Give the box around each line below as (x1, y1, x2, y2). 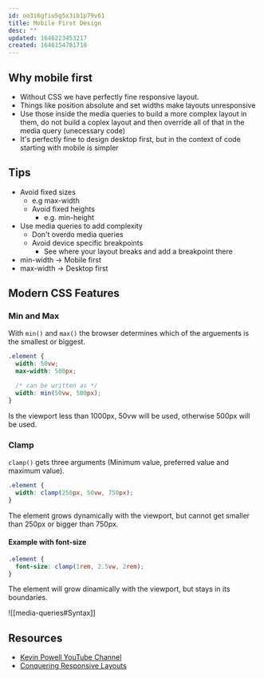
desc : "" (8, 26, 37, 34)
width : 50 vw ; (15, 360, 59, 368)
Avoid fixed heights (31, 204, 96, 214)
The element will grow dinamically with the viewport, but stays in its (8, 584, 231, 594)
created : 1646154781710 (8, 41, 88, 49)
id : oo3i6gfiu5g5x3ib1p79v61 (8, 11, 105, 20)
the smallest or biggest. (8, 337, 86, 347)
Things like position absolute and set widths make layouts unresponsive (19, 101, 256, 110)
